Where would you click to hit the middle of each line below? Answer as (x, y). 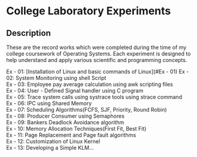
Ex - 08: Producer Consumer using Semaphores (65, 116)
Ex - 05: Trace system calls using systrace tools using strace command (94, 97)
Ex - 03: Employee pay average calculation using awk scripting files (90, 84)
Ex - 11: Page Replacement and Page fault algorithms (71, 135)
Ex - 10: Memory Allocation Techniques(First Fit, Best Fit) (76, 129)
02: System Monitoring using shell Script (56, 78)
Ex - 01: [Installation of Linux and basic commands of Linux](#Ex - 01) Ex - (98, 72)
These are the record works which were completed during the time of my (96, 47)
